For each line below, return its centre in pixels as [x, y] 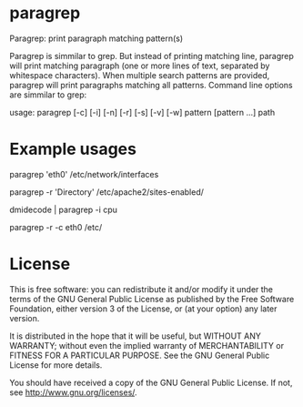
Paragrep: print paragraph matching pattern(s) [96, 38]
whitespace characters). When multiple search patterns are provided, [140, 75]
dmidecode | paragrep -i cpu [64, 209]
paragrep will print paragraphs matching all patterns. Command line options [151, 85]
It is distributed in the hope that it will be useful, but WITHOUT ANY [136, 336]
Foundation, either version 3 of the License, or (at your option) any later [143, 309]
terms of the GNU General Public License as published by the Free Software [152, 299]
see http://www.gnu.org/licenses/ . [74, 392]
